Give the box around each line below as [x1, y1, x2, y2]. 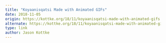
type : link [5, 26, 28, 31]
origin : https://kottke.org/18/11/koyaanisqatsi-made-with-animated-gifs [5, 16, 161, 21]
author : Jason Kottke [5, 30, 50, 35]
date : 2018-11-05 [5, 12, 41, 17]
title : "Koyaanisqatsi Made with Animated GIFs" [5, 7, 107, 12]
